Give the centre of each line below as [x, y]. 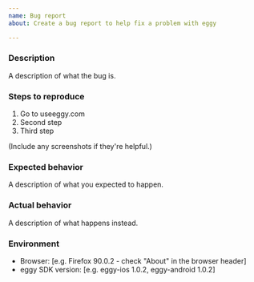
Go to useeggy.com [52, 114]
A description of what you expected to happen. [86, 184]
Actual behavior [40, 205]
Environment [34, 244]
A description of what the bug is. [62, 75]
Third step [37, 131]
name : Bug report [37, 16]
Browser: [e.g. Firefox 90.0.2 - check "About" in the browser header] [133, 260]
